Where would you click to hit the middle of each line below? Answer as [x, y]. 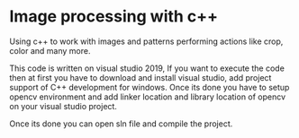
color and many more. [50, 50]
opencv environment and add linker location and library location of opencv [148, 97]
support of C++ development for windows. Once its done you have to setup [149, 87]
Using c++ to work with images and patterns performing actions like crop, [146, 41]
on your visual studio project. [63, 106]
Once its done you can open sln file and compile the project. [121, 124]
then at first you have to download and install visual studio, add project [140, 77]
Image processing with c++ [114, 17]
